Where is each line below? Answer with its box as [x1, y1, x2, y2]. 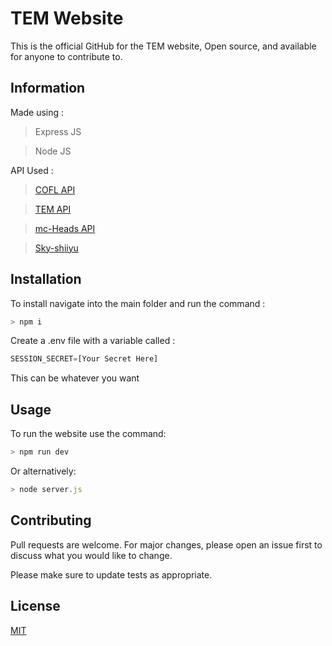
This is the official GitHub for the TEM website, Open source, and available [10, 40, 317, 52]
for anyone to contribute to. [10, 50, 123, 62]
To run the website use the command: [10, 428, 167, 440]
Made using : [10, 106, 65, 118]
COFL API [34, 183, 76, 196]
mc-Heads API [34, 222, 96, 234]
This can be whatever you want [10, 372, 140, 384]
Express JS [34, 125, 82, 137]
